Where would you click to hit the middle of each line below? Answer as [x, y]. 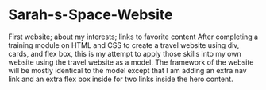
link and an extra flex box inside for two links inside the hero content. [121, 79]
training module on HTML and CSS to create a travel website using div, [124, 45]
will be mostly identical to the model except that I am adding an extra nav [128, 70]
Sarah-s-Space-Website [91, 15]
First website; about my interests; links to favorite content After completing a [133, 37]
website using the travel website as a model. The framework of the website [131, 62]
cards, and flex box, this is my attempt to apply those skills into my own [125, 53]
